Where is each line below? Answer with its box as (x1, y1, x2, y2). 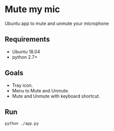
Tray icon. (12, 82, 33, 88)
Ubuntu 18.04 (12, 48, 40, 54)
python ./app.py (5, 121, 39, 126)
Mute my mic (5, 4, 60, 15)
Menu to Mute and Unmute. (12, 87, 69, 93)
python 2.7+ (12, 54, 38, 60)
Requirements (5, 35, 50, 44)
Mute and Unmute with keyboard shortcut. (12, 93, 100, 99)
